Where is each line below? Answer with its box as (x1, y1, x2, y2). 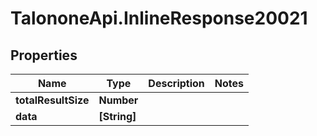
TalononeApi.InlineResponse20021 (10, 7, 308, 30)
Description (148, 77, 205, 90)
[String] (98, 110, 137, 123)
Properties (10, 47, 78, 64)
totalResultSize (15, 93, 90, 107)
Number (98, 93, 139, 107)
